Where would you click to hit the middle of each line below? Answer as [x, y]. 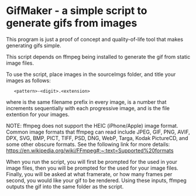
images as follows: [28, 80]
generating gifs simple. [34, 45]
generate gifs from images [72, 23]
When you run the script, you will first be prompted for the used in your [92, 162]
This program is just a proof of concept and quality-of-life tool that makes [94, 39]
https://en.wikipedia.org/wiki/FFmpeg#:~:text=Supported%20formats [90, 150]
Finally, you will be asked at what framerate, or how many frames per [89, 174]
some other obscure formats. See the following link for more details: [88, 144]
